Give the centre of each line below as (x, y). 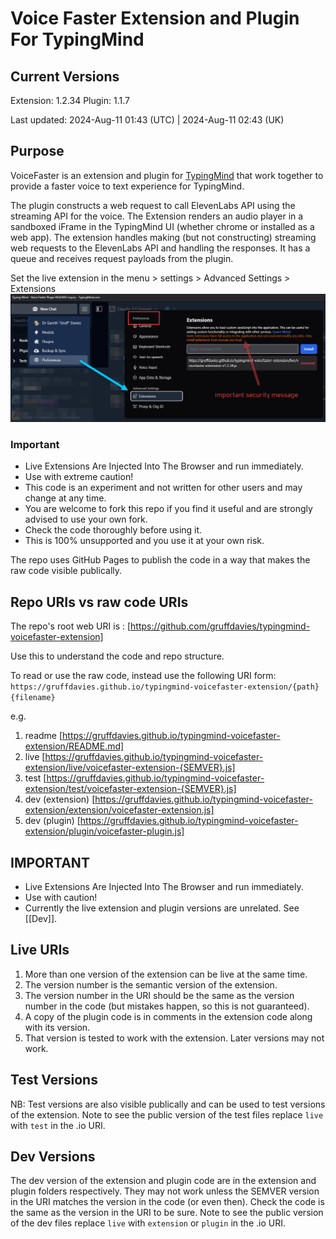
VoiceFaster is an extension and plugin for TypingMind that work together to (167, 175)
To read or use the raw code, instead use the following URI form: (143, 676)
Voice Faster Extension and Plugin (155, 18)
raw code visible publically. (66, 571)
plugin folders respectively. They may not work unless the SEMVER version (165, 1191)
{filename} (33, 698)
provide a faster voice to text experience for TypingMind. (127, 186)
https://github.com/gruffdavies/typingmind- (220, 626)
